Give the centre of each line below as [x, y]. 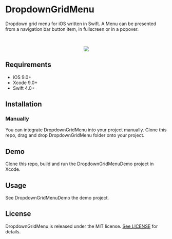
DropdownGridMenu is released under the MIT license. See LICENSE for [82, 226]
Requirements [28, 65]
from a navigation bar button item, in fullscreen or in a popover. [72, 29]
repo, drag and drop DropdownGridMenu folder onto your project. [75, 135]
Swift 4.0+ [24, 88]
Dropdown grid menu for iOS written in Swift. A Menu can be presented [81, 24]
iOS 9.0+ [22, 77]
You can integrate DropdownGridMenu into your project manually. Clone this [86, 130]
